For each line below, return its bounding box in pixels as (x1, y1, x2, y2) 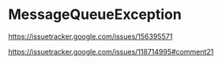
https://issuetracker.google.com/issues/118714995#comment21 (8, 47, 214, 56)
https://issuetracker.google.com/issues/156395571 (8, 32, 173, 41)
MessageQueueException (8, 6, 182, 24)
